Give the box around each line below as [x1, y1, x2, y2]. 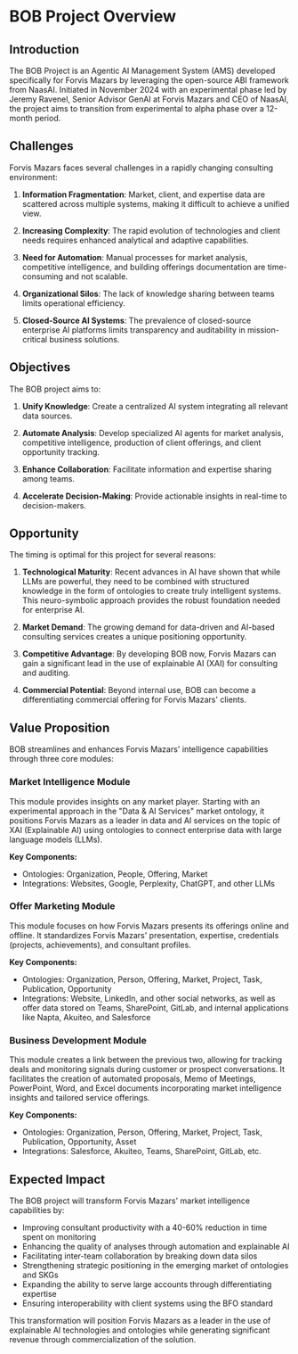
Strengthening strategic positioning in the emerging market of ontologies [21, 1259, 289, 1270]
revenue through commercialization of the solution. [9, 1333, 197, 1344]
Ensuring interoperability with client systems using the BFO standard [21, 1298, 274, 1309]
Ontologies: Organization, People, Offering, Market [21, 868, 208, 879]
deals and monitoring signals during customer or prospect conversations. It [9, 1064, 286, 1075]
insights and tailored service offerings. [9, 1093, 150, 1103]
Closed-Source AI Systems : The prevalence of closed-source [21, 315, 252, 326]
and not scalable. [65, 270, 129, 282]
